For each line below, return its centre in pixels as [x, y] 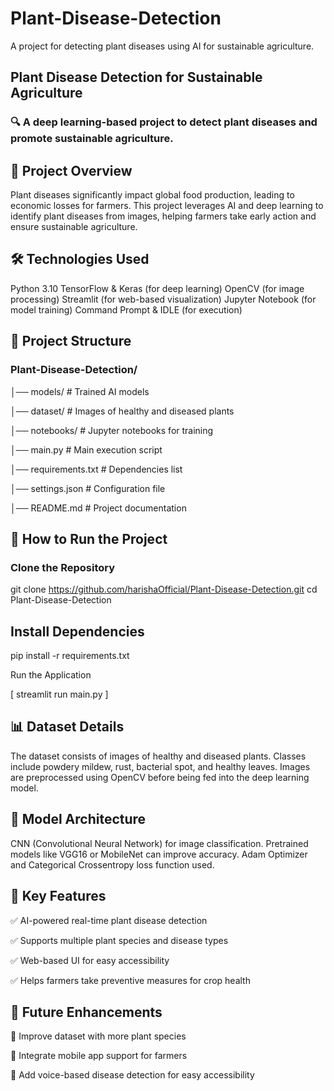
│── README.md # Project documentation [98, 508]
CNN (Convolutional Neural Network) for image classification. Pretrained [159, 843]
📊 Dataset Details [67, 727]
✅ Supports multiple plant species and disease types [119, 940]
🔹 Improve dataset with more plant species [98, 1036]
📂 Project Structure [71, 341]
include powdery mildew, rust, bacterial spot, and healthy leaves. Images [160, 766]
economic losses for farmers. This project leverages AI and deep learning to [167, 206]
